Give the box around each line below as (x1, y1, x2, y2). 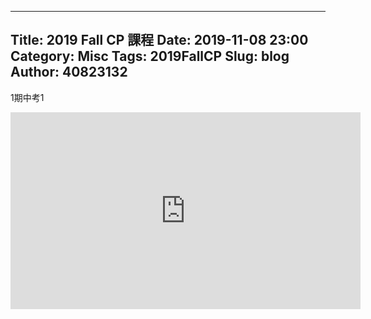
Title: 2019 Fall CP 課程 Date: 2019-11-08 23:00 (10, 32, 309, 49)
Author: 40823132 (10, 64, 128, 81)
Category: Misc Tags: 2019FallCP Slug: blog (10, 48, 290, 65)
